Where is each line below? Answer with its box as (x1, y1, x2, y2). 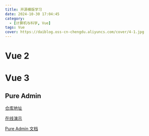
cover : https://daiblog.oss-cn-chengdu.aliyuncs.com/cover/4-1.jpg (5, 30, 145, 34)
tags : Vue (5, 25, 25, 30)
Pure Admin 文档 (5, 126, 38, 132)
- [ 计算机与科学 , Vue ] (9, 20, 51, 26)
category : (5, 16, 25, 21)
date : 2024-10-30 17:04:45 (5, 12, 60, 16)
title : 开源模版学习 (5, 7, 42, 12)
